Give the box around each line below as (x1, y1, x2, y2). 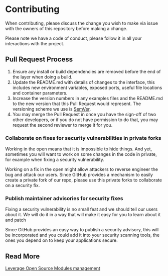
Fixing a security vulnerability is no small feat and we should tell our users (5, 206, 158, 212)
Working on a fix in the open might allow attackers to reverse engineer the (5, 166, 158, 172)
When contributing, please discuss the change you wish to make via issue (5, 20, 158, 26)
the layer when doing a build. (12, 74, 73, 80)
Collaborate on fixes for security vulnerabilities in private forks (5, 134, 161, 141)
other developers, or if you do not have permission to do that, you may (12, 117, 158, 123)
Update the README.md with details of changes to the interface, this (12, 79, 155, 85)
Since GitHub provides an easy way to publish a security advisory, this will (5, 227, 159, 233)
